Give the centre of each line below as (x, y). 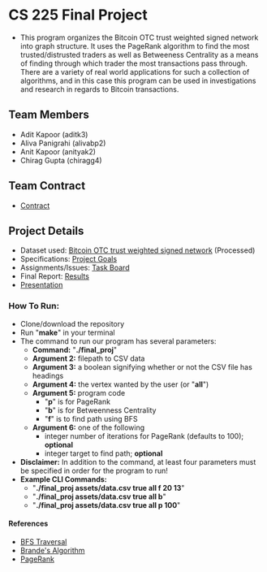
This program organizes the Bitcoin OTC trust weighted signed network (139, 37)
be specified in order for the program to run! (94, 470)
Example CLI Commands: (63, 479)
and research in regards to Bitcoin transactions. (99, 89)
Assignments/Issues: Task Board (75, 268)
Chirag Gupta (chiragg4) (61, 160)
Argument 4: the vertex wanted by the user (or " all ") (121, 384)
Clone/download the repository (72, 323)
